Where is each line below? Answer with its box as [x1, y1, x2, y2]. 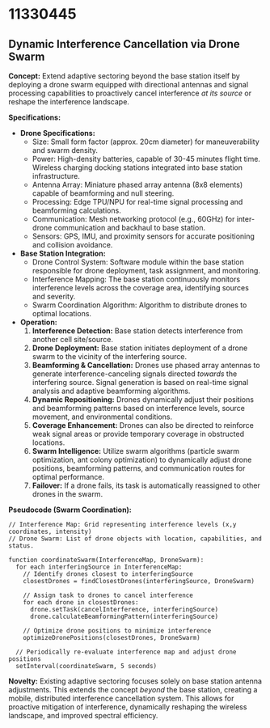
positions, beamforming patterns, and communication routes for [32, 463, 246, 473]
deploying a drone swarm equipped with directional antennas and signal [8, 80, 249, 89]
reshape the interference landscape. [8, 97, 129, 106]
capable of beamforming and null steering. [32, 188, 175, 198]
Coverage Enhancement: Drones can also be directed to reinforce [32, 421, 255, 430]
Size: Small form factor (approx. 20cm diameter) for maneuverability [32, 137, 260, 146]
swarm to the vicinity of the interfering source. [32, 352, 188, 361]
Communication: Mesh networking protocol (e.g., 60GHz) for [32, 214, 235, 223]
